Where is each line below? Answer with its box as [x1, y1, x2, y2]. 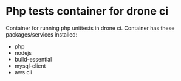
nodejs [14, 49, 32, 56]
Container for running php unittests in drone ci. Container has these [5, 24, 175, 32]
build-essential [14, 55, 52, 63]
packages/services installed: [5, 30, 78, 38]
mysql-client [14, 62, 46, 69]
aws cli [14, 68, 33, 76]
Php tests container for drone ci [5, 4, 169, 18]
